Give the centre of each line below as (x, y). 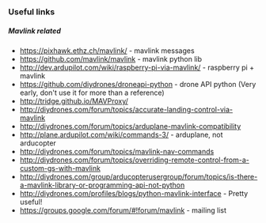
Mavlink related (35, 31)
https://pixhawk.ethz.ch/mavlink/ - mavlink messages (107, 51)
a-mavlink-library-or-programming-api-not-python (102, 185)
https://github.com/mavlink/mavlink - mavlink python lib (111, 59)
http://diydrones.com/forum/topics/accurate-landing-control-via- (126, 109)
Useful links (32, 12)
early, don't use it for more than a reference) (92, 93)
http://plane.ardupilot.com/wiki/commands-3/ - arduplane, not (121, 134)
